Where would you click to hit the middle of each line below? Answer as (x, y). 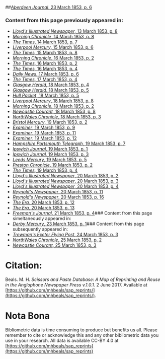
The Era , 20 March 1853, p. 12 (43, 202)
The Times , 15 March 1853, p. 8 (45, 53)
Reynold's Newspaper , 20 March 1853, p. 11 (58, 192)
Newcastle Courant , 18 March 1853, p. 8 (54, 112)
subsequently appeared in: (40, 229)
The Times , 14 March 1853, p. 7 (45, 42)
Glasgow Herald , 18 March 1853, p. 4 (51, 85)
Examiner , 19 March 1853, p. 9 (44, 127)
